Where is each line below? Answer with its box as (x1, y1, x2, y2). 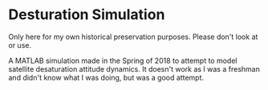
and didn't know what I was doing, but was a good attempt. (8, 72, 205, 82)
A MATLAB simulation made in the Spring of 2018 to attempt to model (8, 56, 238, 65)
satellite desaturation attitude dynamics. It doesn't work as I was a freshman (8, 64, 261, 73)
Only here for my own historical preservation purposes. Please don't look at (8, 32, 258, 41)
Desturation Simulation (8, 6, 165, 24)
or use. (8, 40, 32, 49)
